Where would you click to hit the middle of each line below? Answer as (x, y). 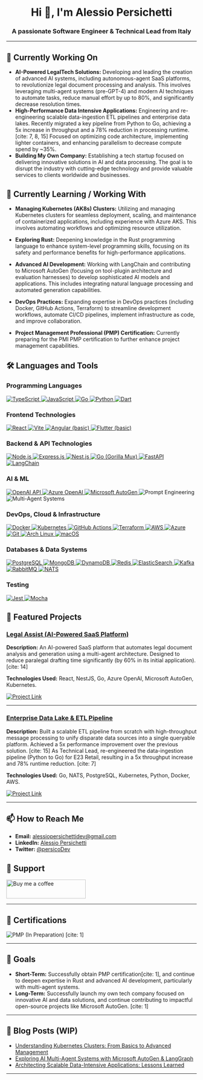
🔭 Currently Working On (52, 57)
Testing (18, 585)
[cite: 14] (17, 667)
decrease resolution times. (48, 104)
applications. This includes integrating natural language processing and (104, 283)
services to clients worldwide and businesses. (72, 175)
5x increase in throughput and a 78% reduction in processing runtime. (102, 130)
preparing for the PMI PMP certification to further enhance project (97, 339)
